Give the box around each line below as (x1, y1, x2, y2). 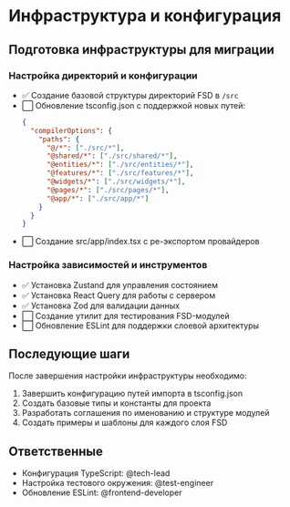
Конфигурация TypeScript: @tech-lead (21, 468, 171, 479)
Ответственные (8, 443, 104, 459)
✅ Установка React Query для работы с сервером (21, 289, 216, 301)
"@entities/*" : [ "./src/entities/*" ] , (46, 160, 194, 170)
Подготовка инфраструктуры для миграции (8, 42, 274, 57)
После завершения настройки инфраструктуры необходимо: (8, 370, 247, 381)
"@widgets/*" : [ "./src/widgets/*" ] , (46, 177, 186, 186)
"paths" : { (38, 134, 80, 144)
